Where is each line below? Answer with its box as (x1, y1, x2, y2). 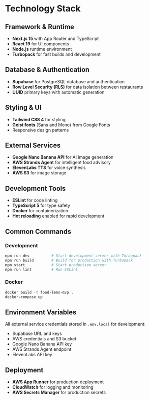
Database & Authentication (5, 66, 90, 74)
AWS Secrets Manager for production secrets (12, 390, 106, 396)
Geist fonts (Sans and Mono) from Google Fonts (12, 122, 111, 128)
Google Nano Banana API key (12, 341, 72, 347)
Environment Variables (5, 308, 77, 316)
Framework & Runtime (5, 23, 75, 31)
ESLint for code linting (12, 198, 58, 203)
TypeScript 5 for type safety (12, 202, 70, 208)
